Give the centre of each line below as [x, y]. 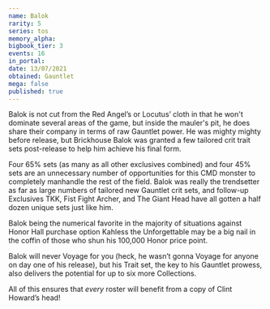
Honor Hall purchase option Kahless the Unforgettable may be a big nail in [132, 232]
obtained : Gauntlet [41, 76]
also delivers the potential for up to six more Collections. [103, 273]
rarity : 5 [25, 24]
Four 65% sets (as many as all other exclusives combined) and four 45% [130, 165]
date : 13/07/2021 [38, 69]
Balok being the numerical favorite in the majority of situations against [125, 223]
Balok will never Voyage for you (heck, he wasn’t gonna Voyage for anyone [134, 256]
